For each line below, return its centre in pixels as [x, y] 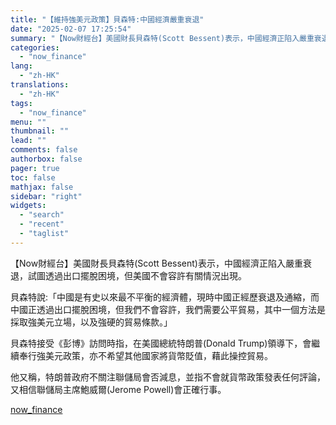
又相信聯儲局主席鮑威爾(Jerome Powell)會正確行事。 [118, 389]
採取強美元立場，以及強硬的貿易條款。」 [91, 322]
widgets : [28, 206]
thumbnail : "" [40, 131]
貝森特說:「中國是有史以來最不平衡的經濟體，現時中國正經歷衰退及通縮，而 [165, 297]
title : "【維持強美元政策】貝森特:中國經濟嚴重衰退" [107, 19]
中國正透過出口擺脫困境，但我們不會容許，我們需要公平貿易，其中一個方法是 [168, 309]
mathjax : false [42, 187]
